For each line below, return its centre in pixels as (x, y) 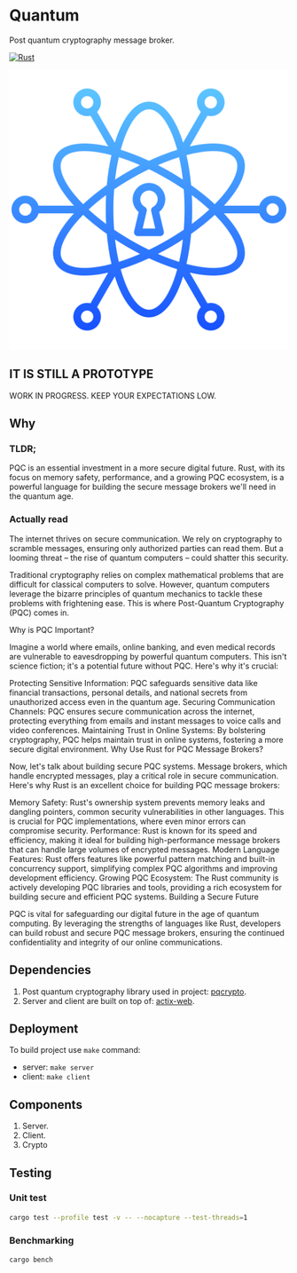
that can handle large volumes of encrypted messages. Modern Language (145, 850)
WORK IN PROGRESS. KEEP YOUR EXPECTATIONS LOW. (113, 395)
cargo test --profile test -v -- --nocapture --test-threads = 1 (129, 1217)
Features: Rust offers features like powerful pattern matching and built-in (142, 858)
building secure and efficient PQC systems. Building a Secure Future (134, 897)
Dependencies (50, 970)
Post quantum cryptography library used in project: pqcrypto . (134, 992)
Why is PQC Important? (52, 629)
